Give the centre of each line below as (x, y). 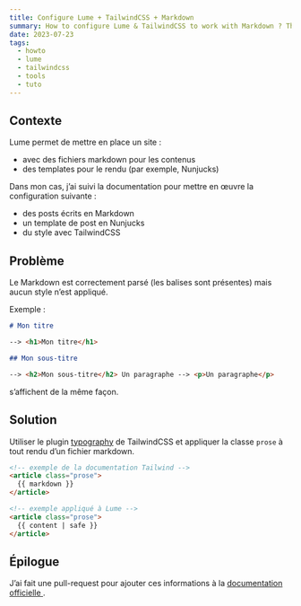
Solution (33, 420)
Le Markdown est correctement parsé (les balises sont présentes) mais (141, 283)
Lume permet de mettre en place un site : (86, 142)
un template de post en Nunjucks (83, 223)
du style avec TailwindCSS (71, 233)
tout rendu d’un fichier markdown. (72, 451)
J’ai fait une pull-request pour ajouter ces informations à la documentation (146, 584)
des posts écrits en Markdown (78, 214)
